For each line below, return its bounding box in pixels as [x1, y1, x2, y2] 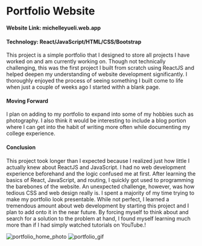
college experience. [6, 130, 55, 137]
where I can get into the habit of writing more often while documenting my [6, 124, 191, 131]
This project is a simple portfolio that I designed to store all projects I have [6, 51, 190, 58]
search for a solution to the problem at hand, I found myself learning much [6, 215, 191, 222]
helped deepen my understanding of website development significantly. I [6, 71, 188, 78]
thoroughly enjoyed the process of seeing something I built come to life [6, 77, 184, 84]
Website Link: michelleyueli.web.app [6, 24, 101, 31]
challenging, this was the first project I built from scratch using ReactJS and [6, 65, 195, 72]
